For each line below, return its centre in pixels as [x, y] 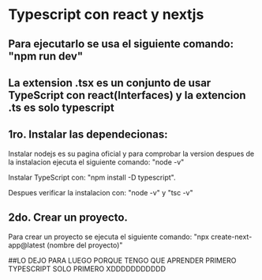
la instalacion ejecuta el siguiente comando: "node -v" [96, 162]
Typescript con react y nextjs [106, 15]
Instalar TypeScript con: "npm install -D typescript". [92, 177]
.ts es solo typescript [61, 107]
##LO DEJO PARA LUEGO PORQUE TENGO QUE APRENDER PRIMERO [122, 260]
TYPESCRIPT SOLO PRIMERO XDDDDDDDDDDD [87, 269]
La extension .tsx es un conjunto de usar [110, 83]
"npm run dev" [46, 56]
